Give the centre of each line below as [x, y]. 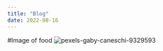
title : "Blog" [28, 14]
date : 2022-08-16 [33, 20]
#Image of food [30, 40]
